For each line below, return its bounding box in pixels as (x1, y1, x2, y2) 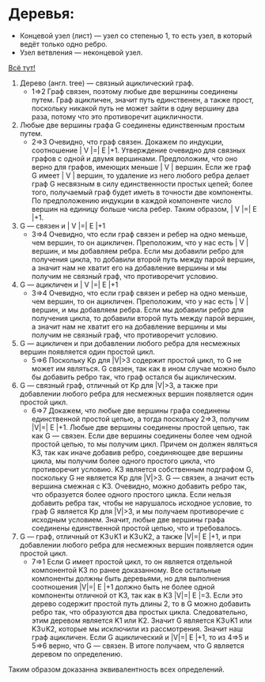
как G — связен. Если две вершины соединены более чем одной (31, 431, 252, 440)
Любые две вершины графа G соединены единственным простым (19, 120, 245, 130)
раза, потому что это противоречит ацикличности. (31, 111, 204, 121)
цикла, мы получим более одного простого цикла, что (31, 456, 215, 465)
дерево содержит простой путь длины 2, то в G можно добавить (31, 598, 252, 609)
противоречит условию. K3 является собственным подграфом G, (31, 464, 254, 474)
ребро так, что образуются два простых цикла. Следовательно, (31, 607, 248, 616)
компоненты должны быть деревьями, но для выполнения (31, 574, 231, 583)
